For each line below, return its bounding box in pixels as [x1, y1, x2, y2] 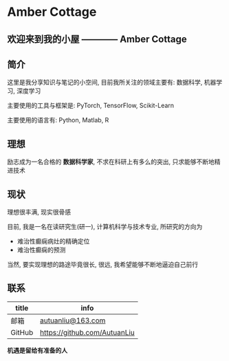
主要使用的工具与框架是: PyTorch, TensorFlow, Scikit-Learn [7, 101, 174, 110]
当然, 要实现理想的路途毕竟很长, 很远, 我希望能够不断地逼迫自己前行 [7, 261, 198, 269]
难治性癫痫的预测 [17, 245, 66, 254]
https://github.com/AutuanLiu [40, 327, 135, 337]
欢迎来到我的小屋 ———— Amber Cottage [7, 33, 187, 45]
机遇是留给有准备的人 [7, 346, 67, 354]
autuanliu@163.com [40, 316, 106, 325]
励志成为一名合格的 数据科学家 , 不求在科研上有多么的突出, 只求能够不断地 [7, 157, 215, 166]
